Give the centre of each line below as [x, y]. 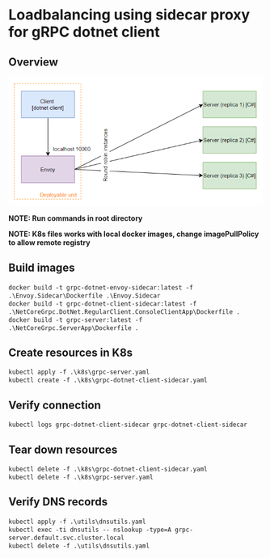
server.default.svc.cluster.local [67, 538]
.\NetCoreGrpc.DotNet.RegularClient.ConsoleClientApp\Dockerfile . [124, 312]
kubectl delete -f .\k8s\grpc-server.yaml [81, 477]
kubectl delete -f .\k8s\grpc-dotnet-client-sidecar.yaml [108, 469]
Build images [42, 268]
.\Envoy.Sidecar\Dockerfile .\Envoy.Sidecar [84, 296]
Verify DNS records [58, 502]
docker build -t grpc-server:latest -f [76, 320]
